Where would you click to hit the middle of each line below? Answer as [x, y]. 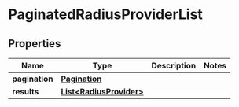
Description [174, 66]
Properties [35, 44]
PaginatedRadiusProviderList [105, 15]
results [26, 92]
